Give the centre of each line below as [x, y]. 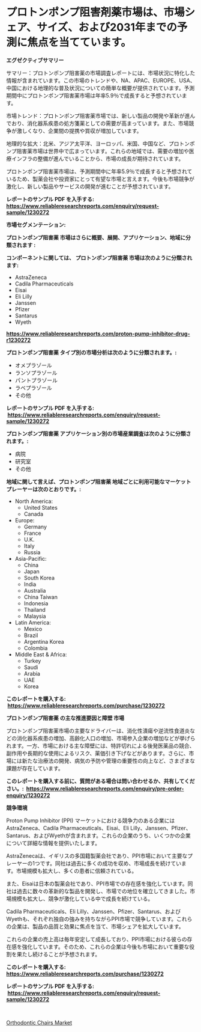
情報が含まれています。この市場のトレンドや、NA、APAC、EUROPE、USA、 [101, 80]
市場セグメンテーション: [36, 224]
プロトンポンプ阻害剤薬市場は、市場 [95, 12]
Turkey [32, 661]
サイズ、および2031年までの [107, 27]
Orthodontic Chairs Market [39, 1022]
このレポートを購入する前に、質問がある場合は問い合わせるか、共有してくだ [100, 781]
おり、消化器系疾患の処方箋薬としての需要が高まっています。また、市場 [100, 123]
